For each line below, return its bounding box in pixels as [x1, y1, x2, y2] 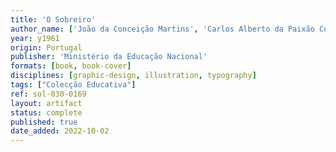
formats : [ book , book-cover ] [10, 61, 132, 71]
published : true [10, 117, 78, 127]
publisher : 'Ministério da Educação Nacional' [10, 52, 208, 62]
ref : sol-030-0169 [10, 89, 87, 99]
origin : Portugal [10, 42, 83, 53]
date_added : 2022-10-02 [10, 126, 110, 136]
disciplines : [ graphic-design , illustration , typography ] [10, 71, 257, 81]
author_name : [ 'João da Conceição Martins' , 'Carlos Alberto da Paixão [10, 24, 315, 34]
